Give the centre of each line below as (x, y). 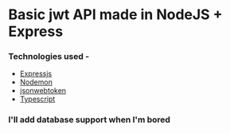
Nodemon (36, 82)
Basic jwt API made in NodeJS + (115, 15)
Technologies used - (49, 57)
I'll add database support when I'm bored (90, 119)
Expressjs (36, 74)
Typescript (37, 99)
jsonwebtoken (43, 91)
